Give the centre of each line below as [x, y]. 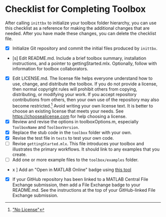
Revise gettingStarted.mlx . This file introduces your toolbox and [78, 143]
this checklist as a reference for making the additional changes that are [77, 28]
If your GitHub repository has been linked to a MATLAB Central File [80, 179]
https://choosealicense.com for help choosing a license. [69, 116]
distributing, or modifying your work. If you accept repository [74, 95]
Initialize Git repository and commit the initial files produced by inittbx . [85, 48]
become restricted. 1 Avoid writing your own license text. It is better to [83, 105]
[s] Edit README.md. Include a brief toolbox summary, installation [79, 58]
